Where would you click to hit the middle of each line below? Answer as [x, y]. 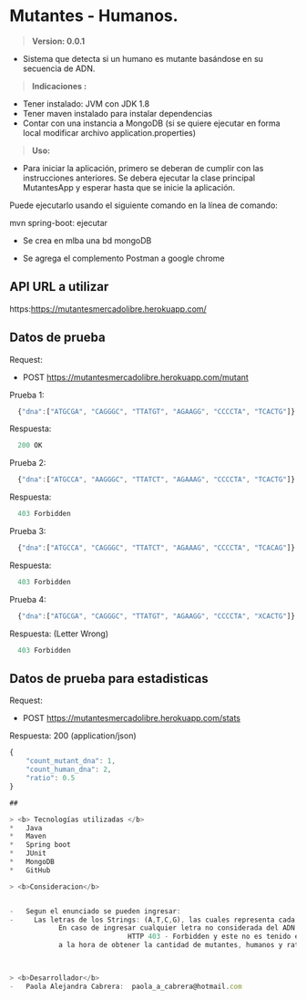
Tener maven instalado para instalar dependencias [117, 113]
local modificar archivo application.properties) [109, 132]
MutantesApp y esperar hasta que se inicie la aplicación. [129, 187]
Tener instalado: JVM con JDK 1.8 [86, 103]
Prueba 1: [27, 395]
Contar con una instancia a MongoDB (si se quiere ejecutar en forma [151, 123]
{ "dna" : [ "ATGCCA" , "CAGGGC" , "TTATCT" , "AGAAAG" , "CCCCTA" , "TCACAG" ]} [157, 548]
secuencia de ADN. [59, 68]
